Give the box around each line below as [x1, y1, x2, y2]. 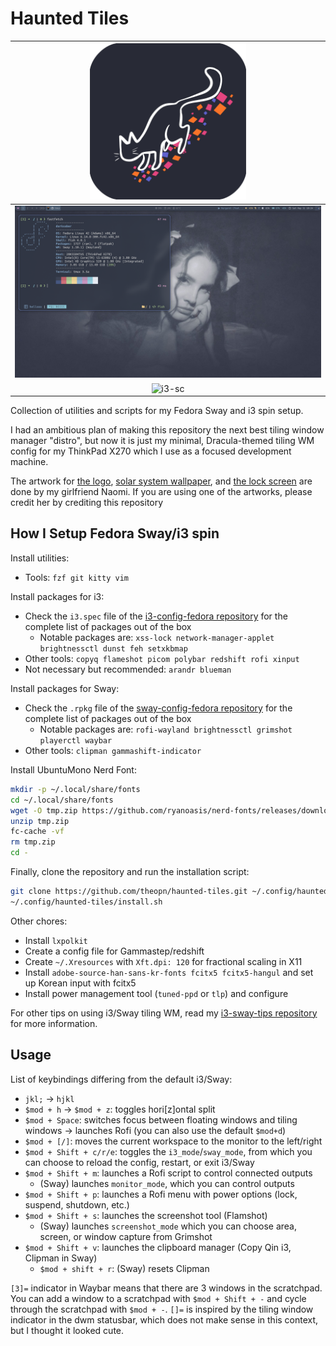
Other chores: [10, 915, 68, 927]
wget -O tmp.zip [10, 805, 78, 816]
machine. [10, 456, 49, 468]
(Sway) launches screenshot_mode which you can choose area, [39, 1220, 298, 1232]
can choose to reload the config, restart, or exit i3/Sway [24, 1156, 255, 1168]
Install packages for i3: [10, 590, 105, 602]
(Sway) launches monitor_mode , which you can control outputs [39, 1177, 295, 1189]
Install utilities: [10, 552, 70, 564]
